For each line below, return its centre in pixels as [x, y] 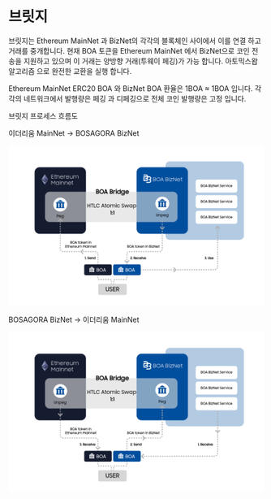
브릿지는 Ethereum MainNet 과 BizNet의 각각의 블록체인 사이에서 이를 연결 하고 [135, 41]
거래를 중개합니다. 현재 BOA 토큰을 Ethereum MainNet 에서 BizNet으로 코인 [129, 50]
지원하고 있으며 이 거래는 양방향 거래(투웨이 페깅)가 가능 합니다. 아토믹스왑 [140, 61]
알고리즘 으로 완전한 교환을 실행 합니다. [70, 71]
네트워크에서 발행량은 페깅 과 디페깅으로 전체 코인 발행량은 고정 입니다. [135, 98]
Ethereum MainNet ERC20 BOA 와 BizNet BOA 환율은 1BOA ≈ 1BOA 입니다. [131, 88]
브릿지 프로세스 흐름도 [43, 115]
